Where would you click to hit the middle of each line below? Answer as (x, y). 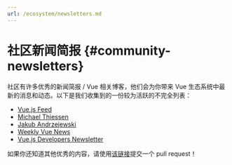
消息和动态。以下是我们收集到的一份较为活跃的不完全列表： (105, 95)
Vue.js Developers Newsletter (60, 139)
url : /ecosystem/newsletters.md (54, 14)
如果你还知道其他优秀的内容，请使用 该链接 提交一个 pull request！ (102, 153)
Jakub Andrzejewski (47, 124)
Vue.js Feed (35, 109)
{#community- (127, 51)
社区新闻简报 (45, 51)
